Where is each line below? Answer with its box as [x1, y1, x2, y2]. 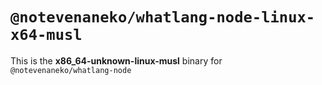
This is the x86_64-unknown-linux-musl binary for [10, 54, 223, 67]
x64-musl [10, 26, 83, 45]
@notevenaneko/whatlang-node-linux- [10, 8, 316, 27]
